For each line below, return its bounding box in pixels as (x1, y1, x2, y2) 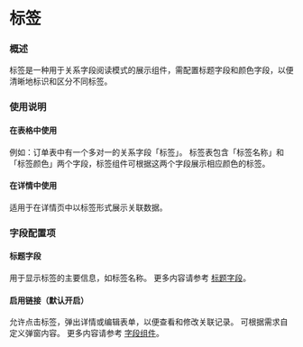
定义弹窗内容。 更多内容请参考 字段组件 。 (9, 328, 164, 339)
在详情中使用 (9, 180, 57, 191)
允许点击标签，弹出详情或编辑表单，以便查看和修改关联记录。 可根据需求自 (9, 316, 289, 327)
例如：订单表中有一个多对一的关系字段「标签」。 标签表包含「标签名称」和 (9, 146, 284, 158)
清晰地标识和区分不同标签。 (9, 76, 113, 87)
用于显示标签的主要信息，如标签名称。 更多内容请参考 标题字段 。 (9, 272, 251, 283)
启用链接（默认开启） (9, 295, 88, 306)
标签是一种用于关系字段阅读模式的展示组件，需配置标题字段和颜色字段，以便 (9, 65, 294, 76)
